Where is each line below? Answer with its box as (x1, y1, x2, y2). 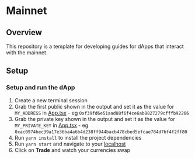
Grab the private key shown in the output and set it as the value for (14, 115, 175, 122)
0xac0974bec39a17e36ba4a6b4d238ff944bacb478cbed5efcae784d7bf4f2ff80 (14, 129, 188, 135)
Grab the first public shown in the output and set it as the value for (14, 103, 175, 110)
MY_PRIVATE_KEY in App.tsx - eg (14, 122, 89, 129)
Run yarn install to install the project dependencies (14, 134, 142, 141)
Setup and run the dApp (6, 84, 75, 92)
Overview (6, 27, 43, 37)
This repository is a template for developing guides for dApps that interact (6, 43, 184, 50)
